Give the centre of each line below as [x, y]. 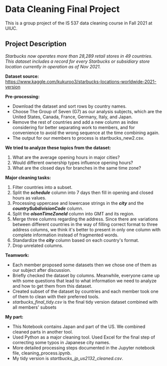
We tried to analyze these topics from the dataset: [58, 148]
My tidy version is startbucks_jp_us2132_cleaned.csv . [68, 358]
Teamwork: [17, 255]
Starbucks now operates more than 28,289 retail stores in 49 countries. [79, 56]
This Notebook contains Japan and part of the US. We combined [79, 326]
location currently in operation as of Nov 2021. [53, 66]
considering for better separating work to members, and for [74, 127]
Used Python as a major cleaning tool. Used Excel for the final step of [84, 337]
